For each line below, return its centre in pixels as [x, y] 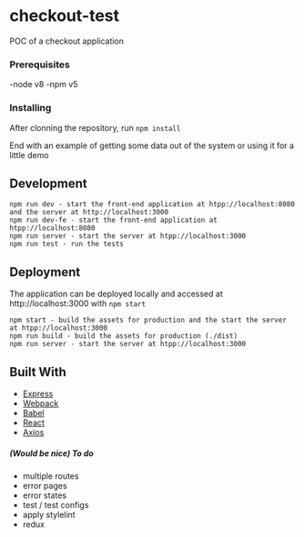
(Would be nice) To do [51, 453]
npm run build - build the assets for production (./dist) [124, 336]
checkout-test [65, 16]
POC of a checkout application [67, 41]
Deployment [45, 272]
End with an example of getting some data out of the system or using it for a [152, 145]
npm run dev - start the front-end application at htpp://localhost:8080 [152, 204]
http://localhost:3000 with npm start [78, 303]
